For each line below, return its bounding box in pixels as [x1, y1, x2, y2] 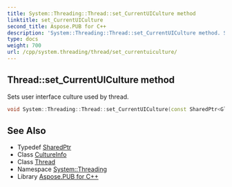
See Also [7, 125, 46, 137]
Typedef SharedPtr [17, 143, 72, 152]
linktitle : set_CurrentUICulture [7, 17, 104, 23]
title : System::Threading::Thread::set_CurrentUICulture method [7, 10, 196, 17]
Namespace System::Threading [17, 165, 107, 173]
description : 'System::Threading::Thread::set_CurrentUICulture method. [7, 29, 221, 37]
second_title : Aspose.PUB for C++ [7, 23, 107, 30]
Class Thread [17, 158, 56, 166]
